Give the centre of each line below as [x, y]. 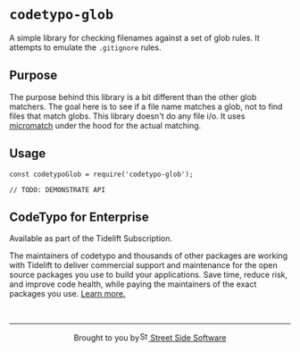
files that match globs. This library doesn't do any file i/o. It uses [127, 116]
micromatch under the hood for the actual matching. [105, 125]
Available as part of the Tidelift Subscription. [91, 239]
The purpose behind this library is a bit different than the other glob [133, 96]
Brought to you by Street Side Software [150, 338]
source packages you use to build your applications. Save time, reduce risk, [149, 275]
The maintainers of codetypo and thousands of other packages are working [149, 256]
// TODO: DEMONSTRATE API [57, 189]
